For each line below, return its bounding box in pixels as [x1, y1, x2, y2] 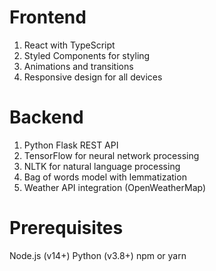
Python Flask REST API [23, 139, 119, 151]
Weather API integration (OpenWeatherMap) [23, 181, 207, 193]
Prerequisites [9, 217, 124, 240]
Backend [9, 106, 84, 129]
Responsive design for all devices [23, 71, 163, 83]
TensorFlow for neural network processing [23, 149, 200, 161]
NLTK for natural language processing [23, 160, 181, 172]
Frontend [9, 6, 87, 29]
